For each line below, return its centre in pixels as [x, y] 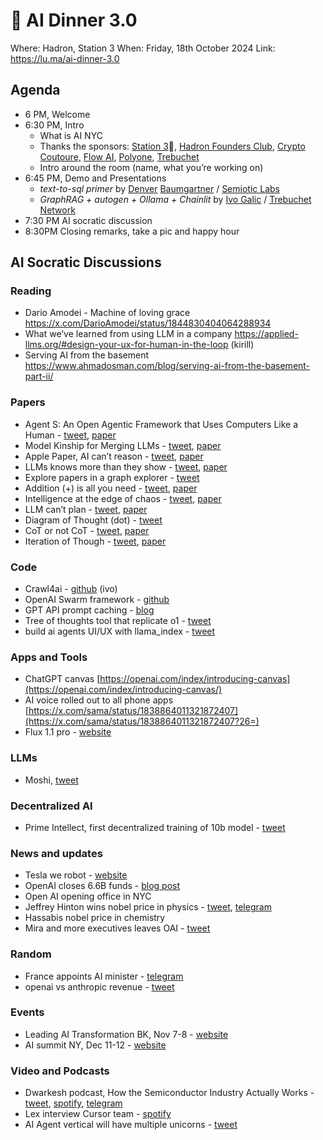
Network [57, 210]
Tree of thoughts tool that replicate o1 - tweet [118, 621]
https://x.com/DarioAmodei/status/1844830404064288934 [148, 323]
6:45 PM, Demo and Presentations [95, 178]
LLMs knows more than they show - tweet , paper [126, 466]
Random [31, 954]
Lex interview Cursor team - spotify [98, 1114]
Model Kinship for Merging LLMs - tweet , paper [123, 445]
